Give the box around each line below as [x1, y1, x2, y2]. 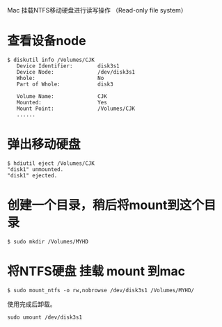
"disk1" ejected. [7, 172, 58, 179]
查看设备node [7, 33, 86, 49]
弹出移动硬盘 [7, 136, 81, 152]
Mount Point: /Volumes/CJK [16, 105, 136, 112]
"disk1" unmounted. [7, 166, 64, 173]
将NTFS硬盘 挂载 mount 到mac [7, 264, 186, 279]
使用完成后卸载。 [7, 300, 56, 308]
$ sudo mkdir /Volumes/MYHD [7, 238, 89, 245]
